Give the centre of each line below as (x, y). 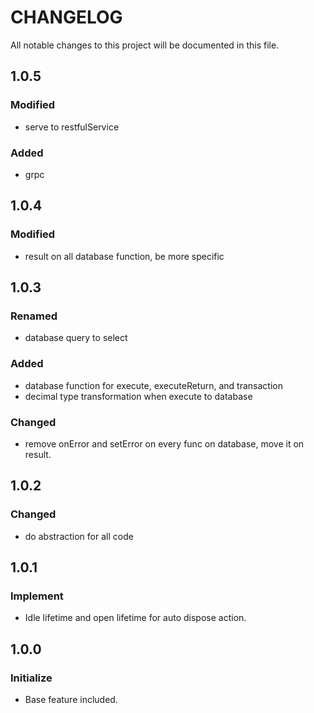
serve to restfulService (72, 127)
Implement (37, 596)
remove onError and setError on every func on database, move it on (164, 443)
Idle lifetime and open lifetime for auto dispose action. (135, 618)
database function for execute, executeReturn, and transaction (153, 385)
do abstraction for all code (79, 536)
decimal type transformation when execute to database (138, 396)
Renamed (34, 316)
